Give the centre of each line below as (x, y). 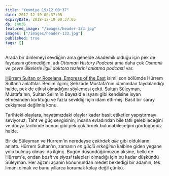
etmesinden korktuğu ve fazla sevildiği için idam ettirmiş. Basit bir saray (80, 99)
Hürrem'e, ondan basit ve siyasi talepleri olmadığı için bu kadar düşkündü (82, 157)
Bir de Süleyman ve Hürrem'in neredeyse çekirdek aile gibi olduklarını (78, 140)
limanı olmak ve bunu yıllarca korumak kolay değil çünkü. (65, 167)
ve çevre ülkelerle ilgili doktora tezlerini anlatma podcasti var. (70, 68)
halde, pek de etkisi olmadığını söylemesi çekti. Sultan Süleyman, (73, 89)
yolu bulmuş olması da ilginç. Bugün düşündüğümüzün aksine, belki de (79, 151)
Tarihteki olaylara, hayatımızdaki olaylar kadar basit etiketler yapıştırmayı (81, 115)
